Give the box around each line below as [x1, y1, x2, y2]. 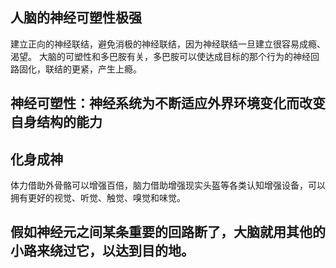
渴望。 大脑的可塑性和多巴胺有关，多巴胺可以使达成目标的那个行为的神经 [10, 50, 311, 62]
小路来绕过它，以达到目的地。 [10, 243, 195, 260]
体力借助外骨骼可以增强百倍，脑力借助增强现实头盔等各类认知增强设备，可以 [10, 179, 326, 192]
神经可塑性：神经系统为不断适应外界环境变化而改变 [10, 95, 326, 112]
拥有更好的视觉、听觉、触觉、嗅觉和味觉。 [10, 192, 186, 204]
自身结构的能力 [10, 114, 103, 131]
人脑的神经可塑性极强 [10, 9, 142, 27]
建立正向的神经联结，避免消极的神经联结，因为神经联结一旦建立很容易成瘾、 [10, 38, 326, 50]
